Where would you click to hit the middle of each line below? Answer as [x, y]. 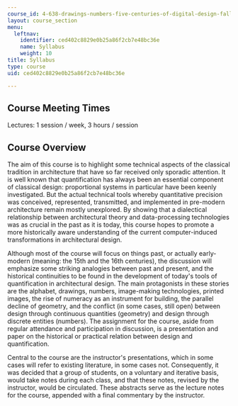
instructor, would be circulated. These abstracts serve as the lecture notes [116, 388]
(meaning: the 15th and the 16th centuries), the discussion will [122, 261]
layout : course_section [42, 21]
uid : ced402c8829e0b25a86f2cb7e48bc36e [66, 73]
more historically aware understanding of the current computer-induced [112, 232]
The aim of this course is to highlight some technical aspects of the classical [119, 164]
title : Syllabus [31, 60]
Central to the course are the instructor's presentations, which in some [110, 358]
